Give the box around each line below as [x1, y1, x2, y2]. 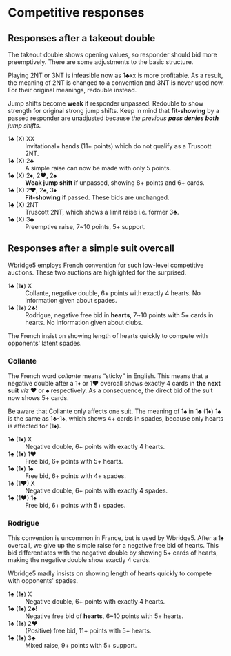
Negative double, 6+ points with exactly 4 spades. [25, 486, 168, 495]
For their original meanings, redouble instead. [8, 86, 137, 94]
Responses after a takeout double [8, 32, 156, 44]
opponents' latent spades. [8, 339, 82, 347]
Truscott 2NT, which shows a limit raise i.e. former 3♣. [25, 208, 179, 216]
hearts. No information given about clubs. [25, 318, 143, 326]
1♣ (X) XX [8, 135, 35, 143]
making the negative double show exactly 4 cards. [8, 556, 151, 564]
